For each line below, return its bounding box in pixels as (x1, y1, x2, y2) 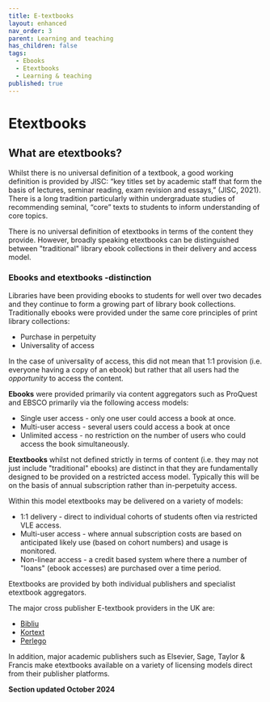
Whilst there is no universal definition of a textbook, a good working (8, 167, 234, 178)
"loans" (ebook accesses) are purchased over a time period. (19, 563, 221, 573)
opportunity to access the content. (8, 373, 124, 383)
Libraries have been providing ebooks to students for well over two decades (8, 290, 262, 300)
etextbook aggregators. (8, 587, 87, 597)
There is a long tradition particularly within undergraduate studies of (8, 193, 236, 203)
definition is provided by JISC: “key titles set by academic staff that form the (8, 176, 263, 186)
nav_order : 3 (8, 27, 53, 35)
